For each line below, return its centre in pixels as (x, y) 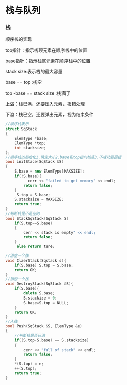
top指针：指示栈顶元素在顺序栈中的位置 (46, 50)
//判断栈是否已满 (30, 335)
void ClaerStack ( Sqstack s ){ (36, 260)
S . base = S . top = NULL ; (46, 303)
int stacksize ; (30, 148)
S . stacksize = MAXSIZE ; (39, 200)
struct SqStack (21, 129)
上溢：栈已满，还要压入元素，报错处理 (45, 104)
